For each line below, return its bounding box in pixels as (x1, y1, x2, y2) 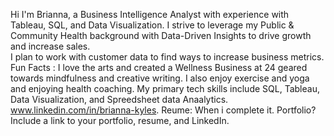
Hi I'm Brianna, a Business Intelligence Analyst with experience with (10, 9, 290, 20)
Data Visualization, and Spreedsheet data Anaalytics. (10, 94, 229, 105)
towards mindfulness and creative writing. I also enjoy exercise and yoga (10, 72, 310, 84)
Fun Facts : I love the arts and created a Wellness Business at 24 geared (10, 62, 308, 73)
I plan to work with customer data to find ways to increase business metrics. (10, 51, 325, 63)
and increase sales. (10, 40, 91, 52)
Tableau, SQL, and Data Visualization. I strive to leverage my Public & (10, 19, 295, 31)
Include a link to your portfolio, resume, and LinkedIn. (10, 115, 230, 126)
